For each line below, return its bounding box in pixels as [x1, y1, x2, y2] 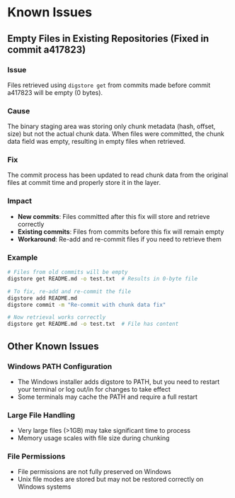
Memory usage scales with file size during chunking [17, 434, 170, 443]
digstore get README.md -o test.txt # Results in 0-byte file [7, 275, 198, 282]
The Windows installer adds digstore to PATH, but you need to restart [17, 377, 220, 386]
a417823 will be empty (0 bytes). [7, 88, 103, 96]
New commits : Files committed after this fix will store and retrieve [17, 212, 210, 220]
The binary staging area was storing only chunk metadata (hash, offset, [7, 122, 216, 131]
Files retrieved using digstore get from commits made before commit [7, 81, 211, 89]
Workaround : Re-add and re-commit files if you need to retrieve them [17, 234, 222, 243]
